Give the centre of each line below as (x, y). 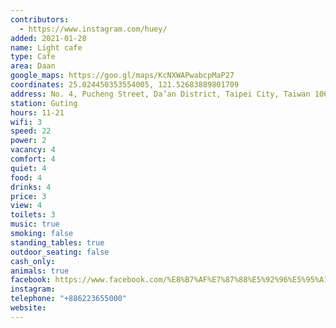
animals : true (40, 271)
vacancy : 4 (33, 150)
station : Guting (44, 103)
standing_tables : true (57, 242)
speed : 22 (31, 131)
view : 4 (26, 206)
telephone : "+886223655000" (69, 299)
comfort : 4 (33, 159)
